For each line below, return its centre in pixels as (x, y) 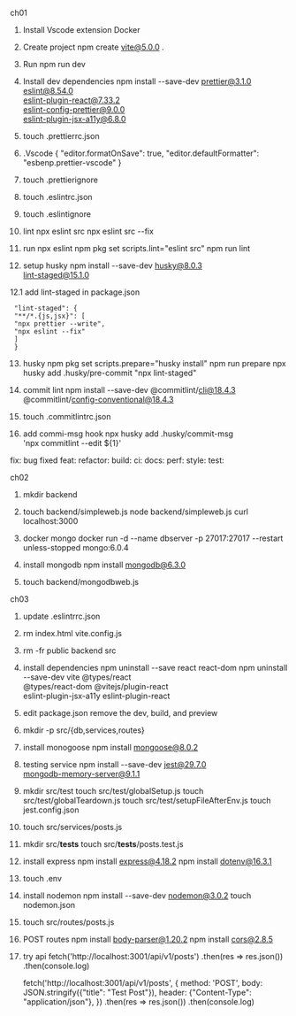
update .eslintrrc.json (61, 616)
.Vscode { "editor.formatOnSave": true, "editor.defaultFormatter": (141, 153)
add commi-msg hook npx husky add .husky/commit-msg (128, 434)
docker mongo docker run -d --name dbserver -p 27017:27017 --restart (153, 538)
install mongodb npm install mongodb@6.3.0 (104, 565)
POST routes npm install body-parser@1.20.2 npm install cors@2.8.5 (148, 939)
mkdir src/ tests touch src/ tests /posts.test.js (103, 844)
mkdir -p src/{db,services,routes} (83, 730)
